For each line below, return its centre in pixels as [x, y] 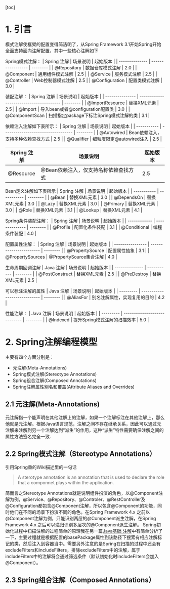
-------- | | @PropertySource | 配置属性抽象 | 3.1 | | [97, 250]
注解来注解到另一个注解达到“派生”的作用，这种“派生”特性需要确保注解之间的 [84, 430]
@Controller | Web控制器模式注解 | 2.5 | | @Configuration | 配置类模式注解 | [84, 80]
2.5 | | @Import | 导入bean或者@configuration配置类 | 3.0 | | [68, 109]
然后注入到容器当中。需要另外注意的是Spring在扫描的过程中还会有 [92, 543]
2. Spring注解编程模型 [51, 342]
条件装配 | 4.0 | [21, 233]
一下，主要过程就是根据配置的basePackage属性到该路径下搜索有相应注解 [81, 537]
